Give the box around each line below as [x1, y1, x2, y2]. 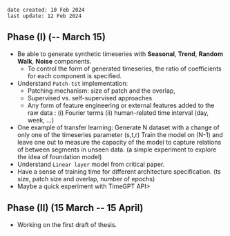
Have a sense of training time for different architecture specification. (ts [17, 167, 221, 176]
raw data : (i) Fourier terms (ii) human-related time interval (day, [27, 108, 209, 117]
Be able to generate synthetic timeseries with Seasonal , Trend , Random [17, 49, 223, 58]
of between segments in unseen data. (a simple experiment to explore [17, 145, 217, 154]
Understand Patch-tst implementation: [17, 79, 128, 87]
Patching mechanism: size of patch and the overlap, [27, 87, 176, 95]
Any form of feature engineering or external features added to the [27, 101, 215, 109]
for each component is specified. [27, 71, 122, 80]
